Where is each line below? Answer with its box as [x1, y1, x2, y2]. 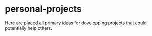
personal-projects [5, 3, 82, 15]
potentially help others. [5, 25, 52, 31]
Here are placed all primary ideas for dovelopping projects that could [5, 20, 147, 26]
